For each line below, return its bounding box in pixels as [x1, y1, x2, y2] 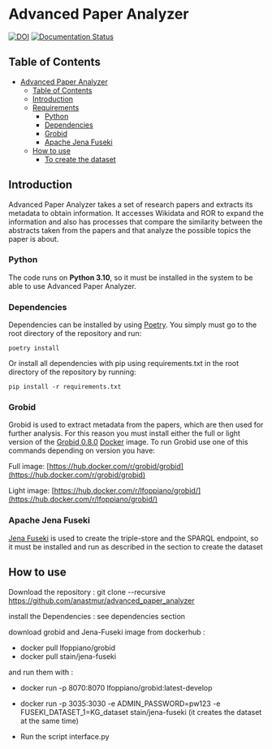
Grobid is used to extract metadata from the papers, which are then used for [8, 420, 264, 430]
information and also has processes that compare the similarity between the [8, 217, 263, 226]
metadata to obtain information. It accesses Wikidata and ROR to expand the [8, 208, 264, 217]
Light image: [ [8, 486, 55, 496]
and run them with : [8, 667, 74, 677]
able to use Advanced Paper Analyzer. [8, 281, 136, 291]
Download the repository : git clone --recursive [8, 587, 166, 596]
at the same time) [19, 716, 80, 725]
